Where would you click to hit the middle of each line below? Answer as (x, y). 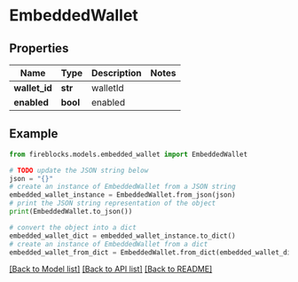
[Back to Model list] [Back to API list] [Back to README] (111, 269)
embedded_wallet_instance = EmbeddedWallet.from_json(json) (123, 195)
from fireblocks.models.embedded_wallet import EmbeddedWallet (129, 154)
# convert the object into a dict (73, 227)
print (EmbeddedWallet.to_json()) (71, 212)
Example (34, 134)
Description (117, 73)
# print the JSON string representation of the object (113, 204)
